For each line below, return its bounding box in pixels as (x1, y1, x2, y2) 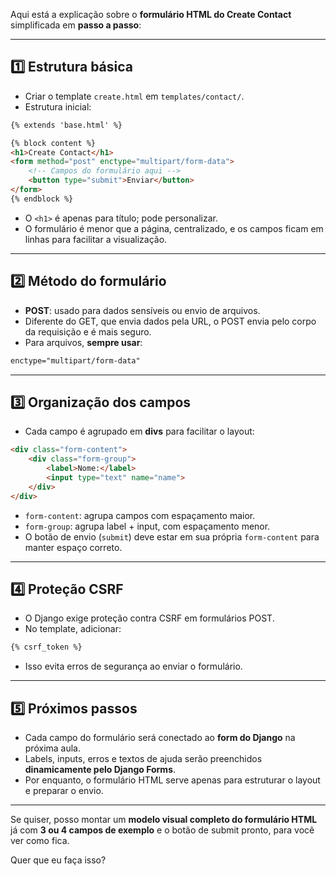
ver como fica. (10, 835, 70, 847)
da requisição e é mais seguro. (24, 325, 152, 338)
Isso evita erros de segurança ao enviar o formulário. (24, 660, 243, 673)
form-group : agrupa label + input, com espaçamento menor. (24, 520, 271, 532)
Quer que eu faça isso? (10, 854, 107, 866)
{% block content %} (10, 138, 97, 148)
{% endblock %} (10, 194, 74, 204)
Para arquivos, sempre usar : (24, 336, 143, 348)
